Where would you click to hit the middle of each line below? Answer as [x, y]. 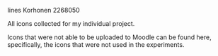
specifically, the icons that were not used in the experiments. [96, 44]
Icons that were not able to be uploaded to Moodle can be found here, [109, 37]
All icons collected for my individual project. [71, 23]
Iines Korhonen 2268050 [44, 10]
